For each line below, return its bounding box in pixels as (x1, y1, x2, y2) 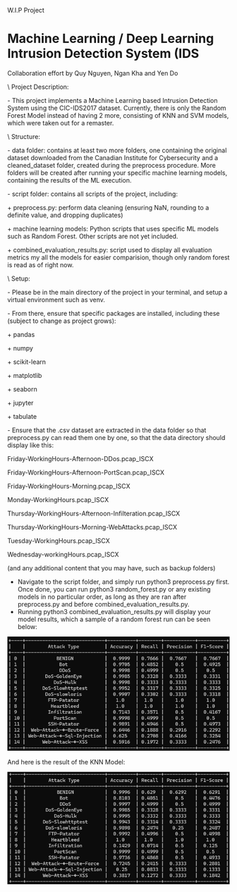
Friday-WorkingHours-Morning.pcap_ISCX (7, 482, 130, 490)
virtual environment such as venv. (7, 295, 106, 304)
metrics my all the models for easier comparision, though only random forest (7, 253, 230, 262)
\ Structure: (7, 132, 41, 140)
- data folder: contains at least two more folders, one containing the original (7, 146, 227, 154)
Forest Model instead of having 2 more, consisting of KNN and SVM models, (7, 111, 229, 119)
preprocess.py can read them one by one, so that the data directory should (7, 433, 226, 441)
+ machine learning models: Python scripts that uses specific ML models (7, 224, 219, 233)
